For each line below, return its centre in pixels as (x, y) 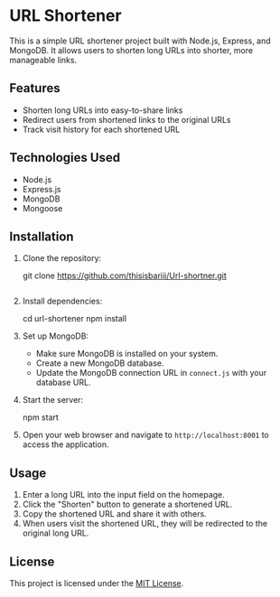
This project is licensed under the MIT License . (97, 583)
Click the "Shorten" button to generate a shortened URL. (127, 504)
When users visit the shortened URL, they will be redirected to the (145, 524)
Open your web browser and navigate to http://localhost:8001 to (145, 435)
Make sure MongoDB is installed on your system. (127, 354)
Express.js (42, 189)
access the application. (65, 444)
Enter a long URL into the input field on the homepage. (124, 495)
